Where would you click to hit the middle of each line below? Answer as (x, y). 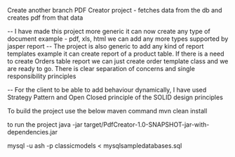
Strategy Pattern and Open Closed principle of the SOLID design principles (115, 97)
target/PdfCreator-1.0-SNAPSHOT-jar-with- (147, 125)
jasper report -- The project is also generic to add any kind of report (106, 46)
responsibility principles (42, 76)
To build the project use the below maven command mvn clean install (107, 111)
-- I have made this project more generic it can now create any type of (109, 31)
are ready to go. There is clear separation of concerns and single (101, 69)
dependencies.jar (33, 132)
